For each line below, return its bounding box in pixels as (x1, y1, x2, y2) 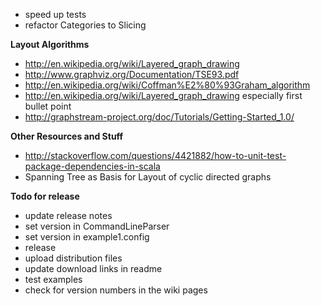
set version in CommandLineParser (24, 220, 170, 232)
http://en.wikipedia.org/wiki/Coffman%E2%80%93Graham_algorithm (24, 79, 311, 91)
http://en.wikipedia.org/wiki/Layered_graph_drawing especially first (24, 90, 303, 101)
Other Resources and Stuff (10, 130, 124, 142)
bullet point (24, 100, 72, 112)
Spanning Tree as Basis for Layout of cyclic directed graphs (24, 171, 272, 183)
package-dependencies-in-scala (24, 160, 161, 172)
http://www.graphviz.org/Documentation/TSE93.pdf (24, 69, 240, 80)
